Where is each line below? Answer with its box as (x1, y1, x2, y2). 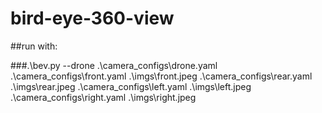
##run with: (10, 40, 58, 52)
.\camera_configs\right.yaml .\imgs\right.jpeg (10, 91, 197, 103)
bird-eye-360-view (10, 7, 175, 30)
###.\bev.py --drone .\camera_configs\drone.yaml (10, 59, 218, 71)
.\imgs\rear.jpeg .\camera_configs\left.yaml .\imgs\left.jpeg (10, 80, 252, 92)
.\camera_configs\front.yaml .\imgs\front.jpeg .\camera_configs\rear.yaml (10, 70, 313, 82)
